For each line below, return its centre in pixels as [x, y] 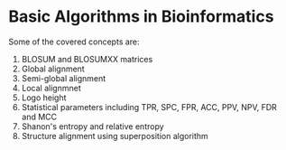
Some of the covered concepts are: [74, 42]
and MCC [39, 117]
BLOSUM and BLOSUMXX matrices [87, 59]
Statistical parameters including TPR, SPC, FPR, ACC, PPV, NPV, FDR [149, 107]
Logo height [44, 98]
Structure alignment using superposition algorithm [115, 136]
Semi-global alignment [64, 78]
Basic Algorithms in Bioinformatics [141, 17]
